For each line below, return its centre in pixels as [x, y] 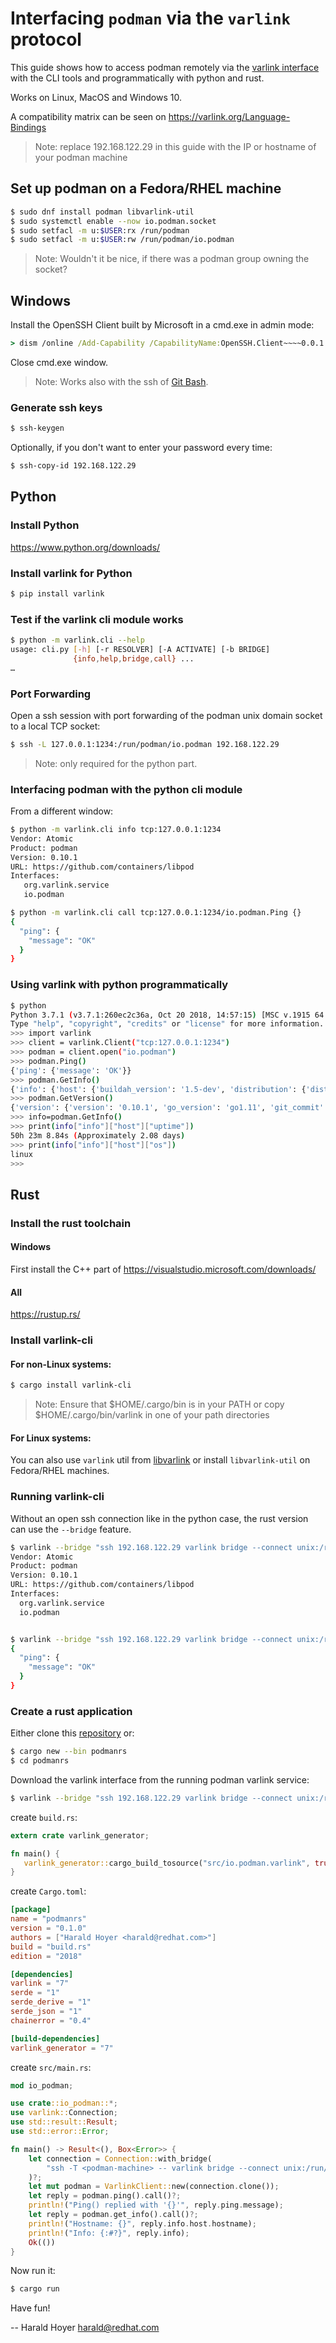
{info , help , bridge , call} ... [134, 658]
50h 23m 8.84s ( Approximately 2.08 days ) [98, 1135]
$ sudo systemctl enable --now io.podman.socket [113, 221]
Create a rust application [71, 1711]
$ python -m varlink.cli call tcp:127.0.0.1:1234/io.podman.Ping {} [156, 913]
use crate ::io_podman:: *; [64, 2103]
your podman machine [81, 157]
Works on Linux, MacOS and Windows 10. [96, 97]
